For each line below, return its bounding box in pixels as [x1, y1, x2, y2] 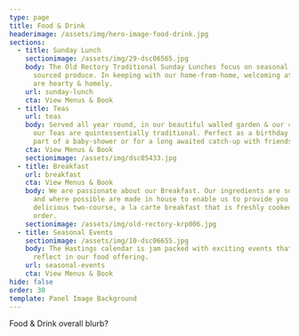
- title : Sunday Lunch [17, 46, 101, 55]
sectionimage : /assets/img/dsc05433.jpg [25, 153, 177, 163]
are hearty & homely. [32, 79, 114, 88]
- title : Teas [17, 104, 69, 113]
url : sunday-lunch [25, 87, 93, 96]
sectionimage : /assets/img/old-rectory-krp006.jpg [25, 220, 217, 228]
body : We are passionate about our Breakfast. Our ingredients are [25, 187, 280, 196]
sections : [9, 37, 46, 47]
